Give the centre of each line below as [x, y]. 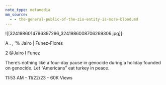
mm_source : [17, 15]
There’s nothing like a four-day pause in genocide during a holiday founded [83, 63]
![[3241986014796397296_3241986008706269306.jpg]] [64, 34]
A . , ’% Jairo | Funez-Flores [34, 43]
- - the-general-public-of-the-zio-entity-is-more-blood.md [74, 19]
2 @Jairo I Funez [23, 53]
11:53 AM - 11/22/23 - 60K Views [39, 78]
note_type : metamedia [28, 10]
